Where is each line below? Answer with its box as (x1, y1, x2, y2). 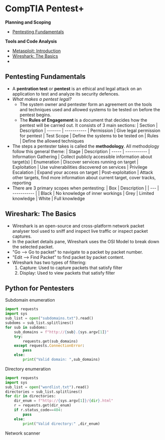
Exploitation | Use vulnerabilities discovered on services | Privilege (12, 164, 148, 170)
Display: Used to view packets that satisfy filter (19, 270, 115, 276)
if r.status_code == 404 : (14, 408, 63, 412)
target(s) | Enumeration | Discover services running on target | (12, 158, 139, 165)
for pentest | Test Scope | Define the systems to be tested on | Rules (19, 132, 159, 138)
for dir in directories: (5, 394, 56, 399)
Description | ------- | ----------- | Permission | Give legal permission (19, 127, 161, 133)
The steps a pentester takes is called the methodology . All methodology (12, 143, 160, 149)
